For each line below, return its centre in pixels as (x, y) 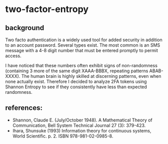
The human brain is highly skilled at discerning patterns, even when (92, 76)
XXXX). (13, 76)
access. (13, 56)
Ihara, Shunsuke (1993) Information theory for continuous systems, (82, 130)
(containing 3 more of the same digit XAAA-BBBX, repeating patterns (77, 71)
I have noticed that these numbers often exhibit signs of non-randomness (81, 65)
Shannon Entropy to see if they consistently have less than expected (76, 87)
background (25, 28)
